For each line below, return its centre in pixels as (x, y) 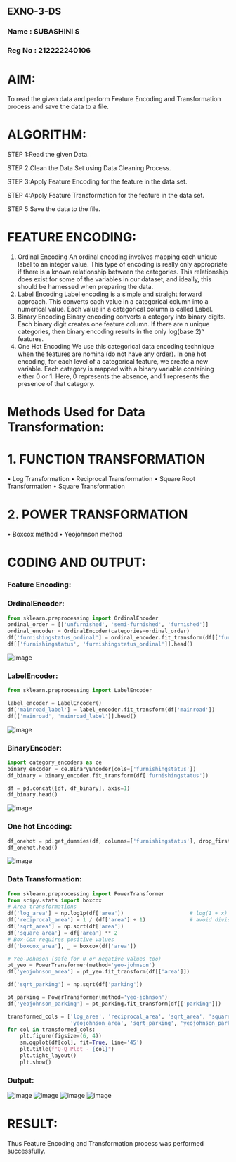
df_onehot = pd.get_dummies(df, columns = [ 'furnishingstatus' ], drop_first (119, 841)
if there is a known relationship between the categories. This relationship (123, 272)
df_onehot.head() (33, 848)
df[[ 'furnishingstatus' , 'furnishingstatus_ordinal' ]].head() (100, 644)
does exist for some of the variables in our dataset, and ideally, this (114, 279)
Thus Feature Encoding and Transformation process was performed (106, 1144)
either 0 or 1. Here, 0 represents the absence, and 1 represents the (113, 376)
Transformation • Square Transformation (66, 486)
